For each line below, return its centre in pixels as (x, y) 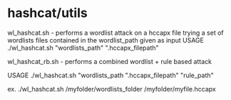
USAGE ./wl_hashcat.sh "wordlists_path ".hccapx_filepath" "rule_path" (111, 75)
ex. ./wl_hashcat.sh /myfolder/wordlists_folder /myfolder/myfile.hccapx (112, 89)
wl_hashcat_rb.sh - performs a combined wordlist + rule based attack (110, 61)
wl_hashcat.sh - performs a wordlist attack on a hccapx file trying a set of (115, 33)
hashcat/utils (47, 13)
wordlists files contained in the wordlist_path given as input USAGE (106, 40)
